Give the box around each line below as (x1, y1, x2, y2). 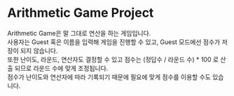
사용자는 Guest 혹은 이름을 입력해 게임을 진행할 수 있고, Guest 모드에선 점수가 (7, 37, 221, 46)
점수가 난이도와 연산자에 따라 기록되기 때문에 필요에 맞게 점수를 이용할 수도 (7, 72, 212, 81)
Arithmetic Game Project (7, 5, 154, 21)
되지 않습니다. (20, 46, 58, 55)
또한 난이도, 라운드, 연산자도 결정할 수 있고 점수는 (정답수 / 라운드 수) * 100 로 (7, 55, 219, 64)
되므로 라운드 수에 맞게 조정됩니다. (14, 64, 109, 72)
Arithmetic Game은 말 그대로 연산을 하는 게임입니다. (7, 29, 151, 37)
